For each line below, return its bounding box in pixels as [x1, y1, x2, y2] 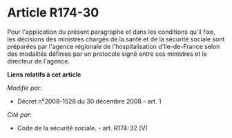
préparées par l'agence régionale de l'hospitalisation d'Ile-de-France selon [7, 42, 220, 50]
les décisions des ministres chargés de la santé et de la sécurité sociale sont [7, 34, 225, 43]
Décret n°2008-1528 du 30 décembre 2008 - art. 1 [17, 97, 162, 105]
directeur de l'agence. [7, 57, 70, 65]
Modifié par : [7, 83, 43, 92]
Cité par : [7, 110, 32, 119]
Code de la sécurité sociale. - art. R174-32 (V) [17, 124, 148, 132]
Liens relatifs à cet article [7, 70, 81, 79]
